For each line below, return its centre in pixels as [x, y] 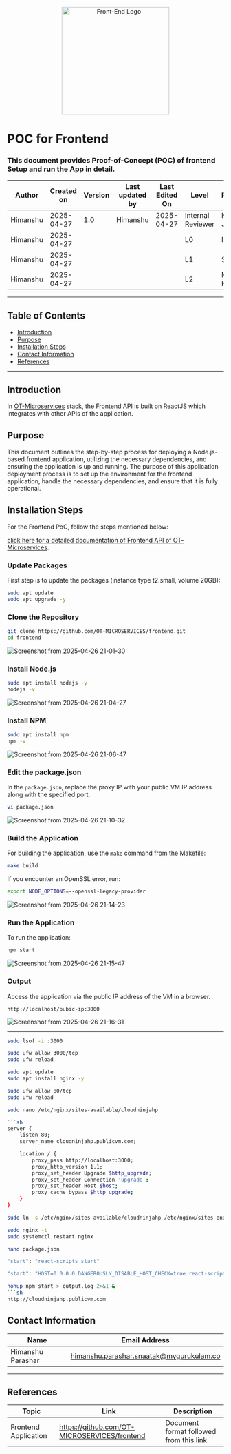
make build [23, 866]
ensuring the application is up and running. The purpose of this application [113, 466]
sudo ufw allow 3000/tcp [43, 1053]
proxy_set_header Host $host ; [75, 1186]
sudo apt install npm [38, 735]
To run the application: [39, 938]
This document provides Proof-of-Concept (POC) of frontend [111, 161]
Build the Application [43, 838]
